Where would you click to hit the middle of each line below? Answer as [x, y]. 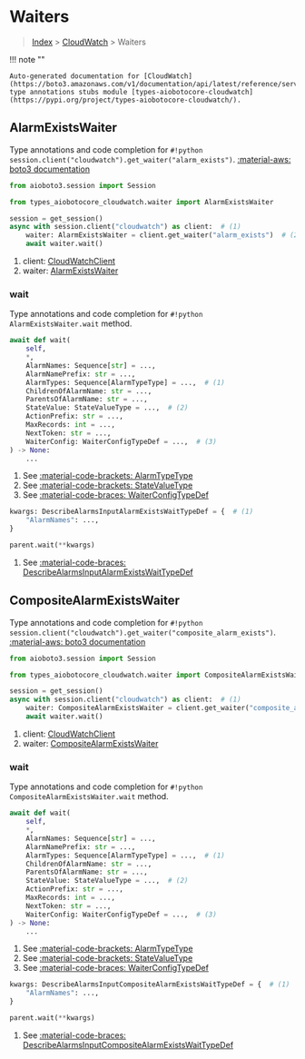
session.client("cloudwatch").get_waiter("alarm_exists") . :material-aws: [150, 159]
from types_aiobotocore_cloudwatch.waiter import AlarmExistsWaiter [142, 202]
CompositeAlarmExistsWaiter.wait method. [89, 797]
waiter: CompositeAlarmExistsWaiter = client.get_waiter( [138, 708]
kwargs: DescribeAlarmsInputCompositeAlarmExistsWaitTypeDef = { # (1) [150, 985]
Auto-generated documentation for [75, 76]
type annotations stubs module [69, 92]
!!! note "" [27, 59]
